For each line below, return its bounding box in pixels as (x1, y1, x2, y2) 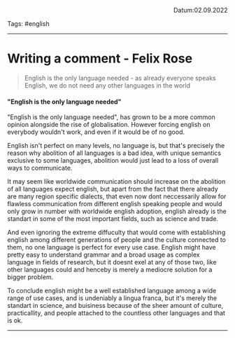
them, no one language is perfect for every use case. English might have (7, 243, 216, 252)
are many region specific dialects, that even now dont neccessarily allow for (7, 192, 227, 201)
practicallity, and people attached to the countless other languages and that (7, 309, 226, 318)
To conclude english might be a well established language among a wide (7, 287, 217, 295)
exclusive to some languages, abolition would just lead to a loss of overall (7, 156, 219, 165)
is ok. (7, 316, 23, 325)
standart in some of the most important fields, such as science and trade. (7, 215, 219, 223)
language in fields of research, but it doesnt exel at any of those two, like (7, 258, 217, 266)
